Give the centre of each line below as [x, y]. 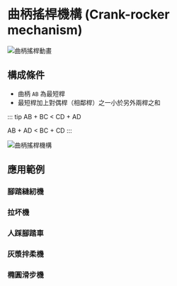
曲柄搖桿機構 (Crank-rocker [88, 15]
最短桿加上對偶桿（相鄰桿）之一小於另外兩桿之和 [89, 102]
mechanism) [45, 30]
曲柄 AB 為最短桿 [41, 94]
